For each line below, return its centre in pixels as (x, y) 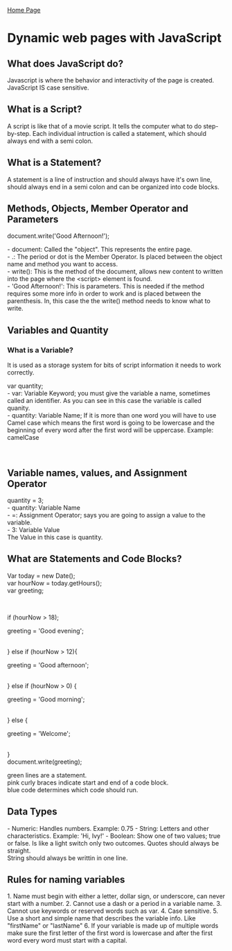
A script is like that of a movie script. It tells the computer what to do (105, 126)
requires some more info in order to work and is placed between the (104, 293)
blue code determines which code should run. (73, 789)
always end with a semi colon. (50, 141)
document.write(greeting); (45, 762)
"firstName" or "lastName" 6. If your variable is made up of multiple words (113, 926)
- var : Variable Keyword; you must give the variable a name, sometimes (109, 393)
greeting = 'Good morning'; (46, 699)
